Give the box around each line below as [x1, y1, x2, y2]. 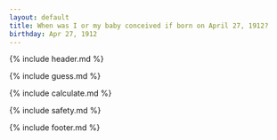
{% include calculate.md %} [9, 88, 112, 98]
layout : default [9, 12, 69, 22]
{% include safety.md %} [9, 105, 102, 116]
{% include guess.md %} [9, 71, 101, 82]
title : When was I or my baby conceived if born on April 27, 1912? [9, 21, 269, 30]
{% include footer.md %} [9, 122, 101, 133]
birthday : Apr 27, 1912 [9, 29, 98, 38]
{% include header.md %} [9, 54, 104, 65]
